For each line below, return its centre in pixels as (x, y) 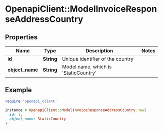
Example (18, 90)
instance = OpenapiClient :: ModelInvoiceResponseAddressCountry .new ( (76, 110)
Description (99, 51)
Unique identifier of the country (98, 59)
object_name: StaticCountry (38, 119)
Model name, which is (87, 67)
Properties (21, 37)
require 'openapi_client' (31, 101)
